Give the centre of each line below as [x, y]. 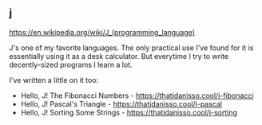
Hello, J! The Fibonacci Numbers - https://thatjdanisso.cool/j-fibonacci [137, 96]
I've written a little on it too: [54, 80]
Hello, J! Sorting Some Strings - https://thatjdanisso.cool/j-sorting [129, 112]
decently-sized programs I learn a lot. [71, 64]
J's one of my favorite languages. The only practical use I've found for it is [131, 48]
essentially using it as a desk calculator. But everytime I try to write [119, 56]
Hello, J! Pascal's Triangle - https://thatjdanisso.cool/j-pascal [121, 104]
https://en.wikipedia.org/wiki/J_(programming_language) [102, 32]
